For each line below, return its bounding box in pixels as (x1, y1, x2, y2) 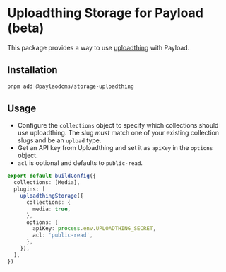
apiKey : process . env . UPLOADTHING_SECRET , (32, 225, 157, 232)
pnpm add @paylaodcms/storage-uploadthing (7, 83, 134, 90)
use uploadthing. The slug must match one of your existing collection (17, 129, 220, 137)
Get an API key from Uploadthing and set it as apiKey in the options (17, 144, 213, 152)
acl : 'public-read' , (32, 232, 93, 239)
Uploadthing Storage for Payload (7, 5, 203, 21)
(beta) (7, 20, 44, 36)
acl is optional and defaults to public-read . (17, 159, 143, 167)
